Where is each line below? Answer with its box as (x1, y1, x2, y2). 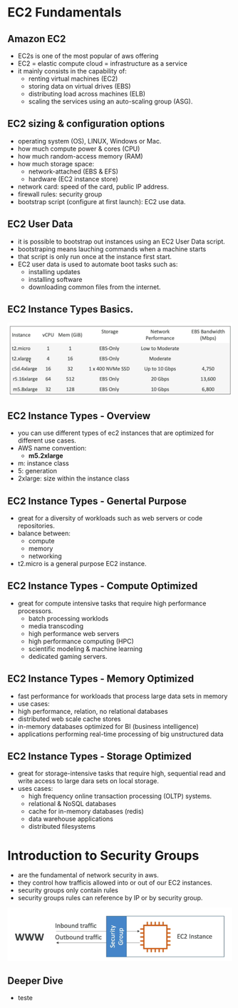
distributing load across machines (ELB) (28, 90, 146, 98)
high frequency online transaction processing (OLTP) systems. (28, 792, 212, 800)
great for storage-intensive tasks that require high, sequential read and (17, 769, 226, 778)
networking (28, 551, 62, 560)
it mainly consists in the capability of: (17, 67, 127, 75)
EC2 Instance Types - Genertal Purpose (7, 495, 187, 507)
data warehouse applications (28, 815, 114, 823)
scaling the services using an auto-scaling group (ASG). (28, 97, 193, 106)
